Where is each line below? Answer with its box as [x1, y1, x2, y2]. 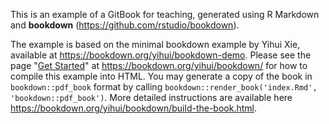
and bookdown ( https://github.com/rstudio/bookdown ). [10, 19, 240, 31]
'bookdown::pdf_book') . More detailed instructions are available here [10, 92, 293, 103]
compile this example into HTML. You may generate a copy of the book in [10, 70, 313, 82]
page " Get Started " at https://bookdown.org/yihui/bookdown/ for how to [10, 60, 308, 71]
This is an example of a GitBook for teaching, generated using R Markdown [10, 9, 320, 20]
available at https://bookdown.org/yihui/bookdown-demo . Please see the [10, 49, 312, 61]
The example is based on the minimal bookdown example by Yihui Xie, [10, 39, 301, 50]
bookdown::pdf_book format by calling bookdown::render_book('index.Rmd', [10, 81, 318, 93]
